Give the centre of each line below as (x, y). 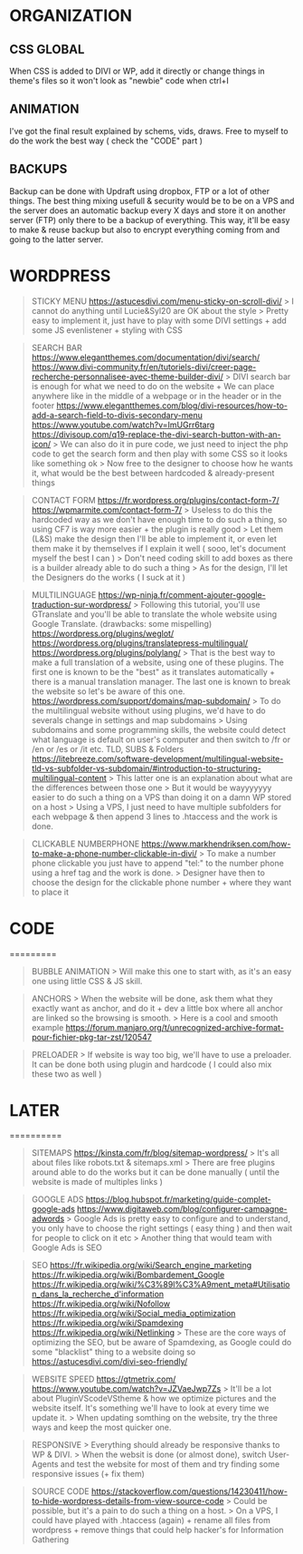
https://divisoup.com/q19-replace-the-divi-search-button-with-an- (156, 434)
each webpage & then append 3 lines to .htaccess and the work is (155, 816)
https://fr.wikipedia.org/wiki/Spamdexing (107, 1323)
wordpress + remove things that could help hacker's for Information (157, 1530)
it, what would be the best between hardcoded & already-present (153, 473)
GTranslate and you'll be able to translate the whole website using (154, 614)
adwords (48, 1219)
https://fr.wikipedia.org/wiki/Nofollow (100, 1304)
